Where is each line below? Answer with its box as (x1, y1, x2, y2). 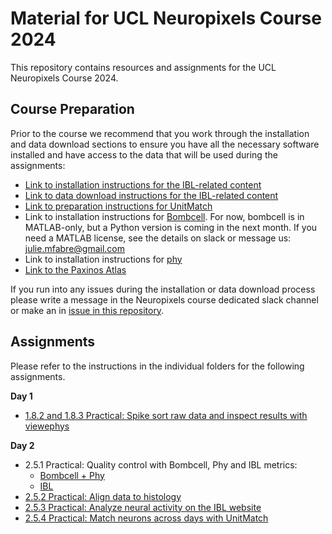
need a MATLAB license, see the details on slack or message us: (24, 232, 292, 244)
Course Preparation (10, 101, 135, 118)
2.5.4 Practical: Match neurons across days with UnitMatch (24, 512, 269, 524)
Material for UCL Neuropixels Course (10, 7, 322, 30)
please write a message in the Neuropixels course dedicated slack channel (10, 293, 319, 306)
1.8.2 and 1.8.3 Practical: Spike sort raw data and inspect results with (24, 409, 308, 421)
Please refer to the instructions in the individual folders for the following (10, 360, 305, 372)
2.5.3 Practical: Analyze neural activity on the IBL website (24, 501, 262, 513)
